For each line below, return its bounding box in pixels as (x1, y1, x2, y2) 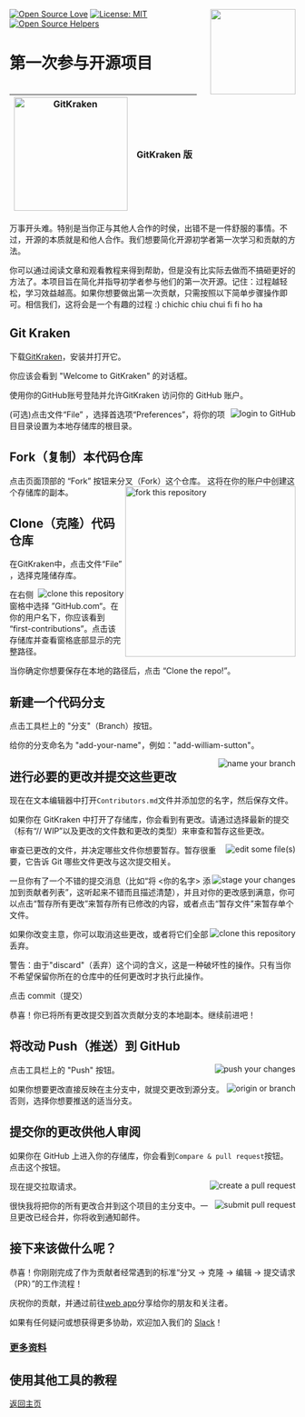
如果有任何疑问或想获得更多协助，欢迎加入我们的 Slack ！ (9, 1316, 223, 1327)
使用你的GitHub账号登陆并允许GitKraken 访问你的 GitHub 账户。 (9, 389, 248, 400)
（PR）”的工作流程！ (9, 1278, 84, 1289)
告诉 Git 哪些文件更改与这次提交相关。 (33, 856, 176, 867)
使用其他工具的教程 (9, 1372, 117, 1388)
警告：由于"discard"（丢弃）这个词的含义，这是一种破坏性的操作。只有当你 (9, 960, 292, 971)
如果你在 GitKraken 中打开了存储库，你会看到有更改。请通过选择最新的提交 (9, 814, 290, 825)
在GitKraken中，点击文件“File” (9, 559, 123, 570)
